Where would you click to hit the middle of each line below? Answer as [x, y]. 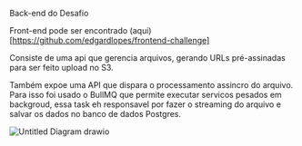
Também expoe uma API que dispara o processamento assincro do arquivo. [151, 85]
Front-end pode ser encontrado [69, 30]
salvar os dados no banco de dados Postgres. [96, 114]
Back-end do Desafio [49, 13]
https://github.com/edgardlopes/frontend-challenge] [111, 40]
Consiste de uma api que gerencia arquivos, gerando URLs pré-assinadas [148, 58]
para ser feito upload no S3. [61, 68]
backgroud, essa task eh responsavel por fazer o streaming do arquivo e [146, 104]
